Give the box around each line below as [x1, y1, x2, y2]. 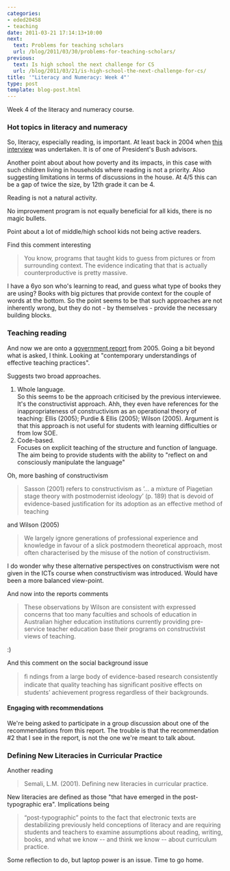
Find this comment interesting [7, 241, 91, 249]
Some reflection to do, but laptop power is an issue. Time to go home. [7, 856, 204, 864]
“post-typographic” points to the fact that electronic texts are [23, 813, 196, 822]
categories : [7, 10, 41, 17]
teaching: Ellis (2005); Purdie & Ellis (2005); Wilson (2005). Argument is [16, 414, 219, 422]
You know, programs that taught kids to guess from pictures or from [23, 254, 216, 263]
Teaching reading [7, 329, 67, 338]
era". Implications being [42, 800, 110, 809]
